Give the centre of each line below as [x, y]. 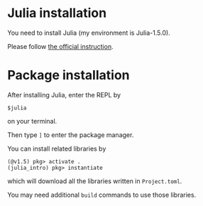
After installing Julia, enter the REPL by [64, 94]
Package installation [68, 75]
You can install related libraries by [57, 148]
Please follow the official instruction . [60, 46]
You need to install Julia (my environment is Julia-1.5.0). [89, 33]
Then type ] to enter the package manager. [71, 135]
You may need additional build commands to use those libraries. [102, 195]
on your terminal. [32, 121]
